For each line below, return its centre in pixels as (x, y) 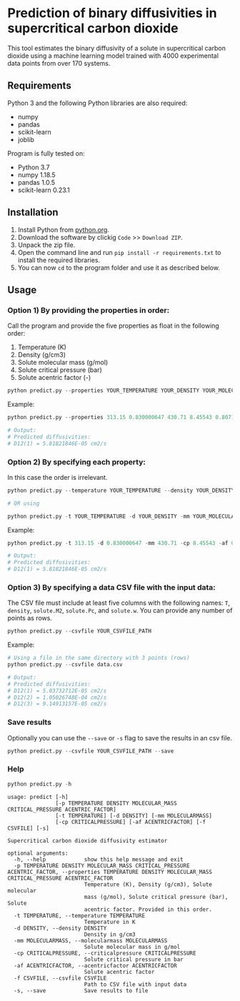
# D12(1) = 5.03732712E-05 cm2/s (57, 690)
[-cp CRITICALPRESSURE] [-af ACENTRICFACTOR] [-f (130, 822)
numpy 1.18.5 (36, 175)
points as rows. (30, 618)
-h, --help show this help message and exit (99, 859)
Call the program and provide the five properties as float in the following (113, 326)
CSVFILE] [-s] (29, 828)
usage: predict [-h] (38, 797)
